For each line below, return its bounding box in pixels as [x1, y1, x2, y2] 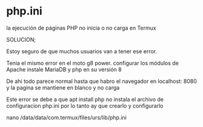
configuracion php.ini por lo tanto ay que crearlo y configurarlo [6, 102, 164, 109]
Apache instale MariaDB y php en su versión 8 [6, 65, 122, 73]
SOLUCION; [6, 36, 36, 43]
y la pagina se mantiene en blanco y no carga [6, 83, 120, 91]
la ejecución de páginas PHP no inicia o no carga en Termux [6, 24, 156, 31]
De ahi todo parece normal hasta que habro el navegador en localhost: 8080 [6, 77, 197, 85]
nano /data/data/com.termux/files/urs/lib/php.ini [6, 114, 127, 121]
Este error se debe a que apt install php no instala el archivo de [6, 96, 164, 103]
